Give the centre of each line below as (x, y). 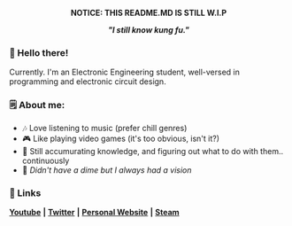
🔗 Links (25, 192)
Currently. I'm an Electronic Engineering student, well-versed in (125, 72)
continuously (46, 160)
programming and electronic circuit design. (88, 82)
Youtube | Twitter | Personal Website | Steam (94, 212)
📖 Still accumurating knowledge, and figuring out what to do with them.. (153, 151)
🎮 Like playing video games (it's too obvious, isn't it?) (120, 138)
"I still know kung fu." (149, 30)
